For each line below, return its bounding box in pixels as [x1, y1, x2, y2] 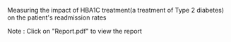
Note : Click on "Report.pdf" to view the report [7, 27, 143, 35]
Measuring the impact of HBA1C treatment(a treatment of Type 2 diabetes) [7, 6, 225, 14]
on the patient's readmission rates [7, 13, 107, 22]
